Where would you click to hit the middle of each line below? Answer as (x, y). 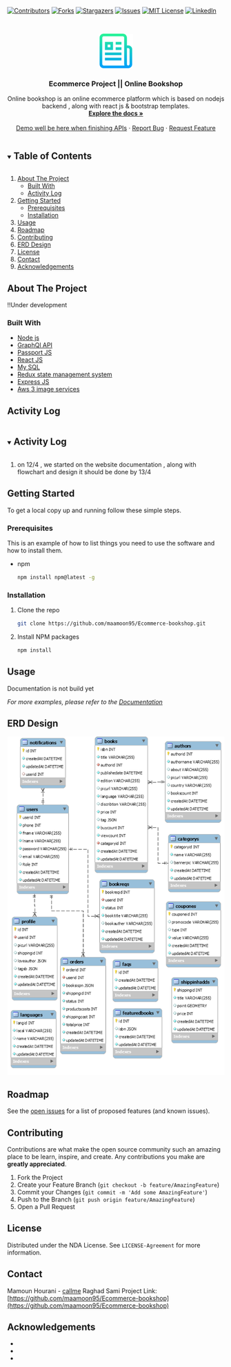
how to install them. (35, 550)
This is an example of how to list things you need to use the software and (111, 543)
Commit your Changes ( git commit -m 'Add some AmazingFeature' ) (112, 1192)
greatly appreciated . (37, 1164)
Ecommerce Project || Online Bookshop (116, 84)
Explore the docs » (116, 113)
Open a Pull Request (46, 1207)
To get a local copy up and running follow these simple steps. (94, 510)
